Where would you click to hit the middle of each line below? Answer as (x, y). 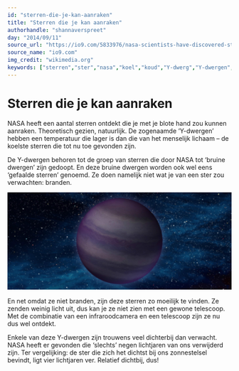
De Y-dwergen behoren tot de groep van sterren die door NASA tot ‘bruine (116, 159)
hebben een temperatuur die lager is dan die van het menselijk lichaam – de (118, 138)
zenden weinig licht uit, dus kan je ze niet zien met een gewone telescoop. (116, 308)
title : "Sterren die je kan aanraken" (65, 22)
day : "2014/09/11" (34, 38)
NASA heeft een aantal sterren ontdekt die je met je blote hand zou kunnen (117, 123)
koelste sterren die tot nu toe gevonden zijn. (72, 146)
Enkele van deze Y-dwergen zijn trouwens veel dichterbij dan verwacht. (112, 337)
